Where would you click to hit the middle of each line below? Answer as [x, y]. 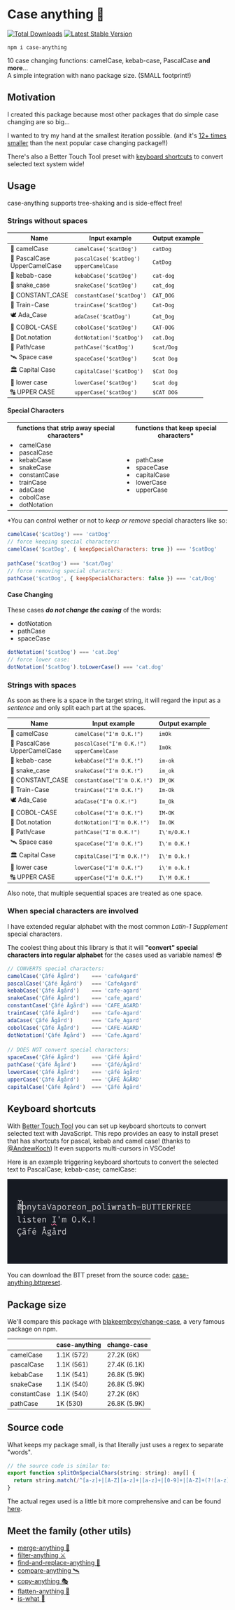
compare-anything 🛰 [48, 1570]
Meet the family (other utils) [69, 1531]
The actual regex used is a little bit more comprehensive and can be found [114, 1501]
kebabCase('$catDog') [106, 276]
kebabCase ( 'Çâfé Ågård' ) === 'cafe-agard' [74, 991]
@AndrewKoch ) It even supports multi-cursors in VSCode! [91, 1148]
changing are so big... [38, 121]
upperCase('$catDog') [106, 393]
